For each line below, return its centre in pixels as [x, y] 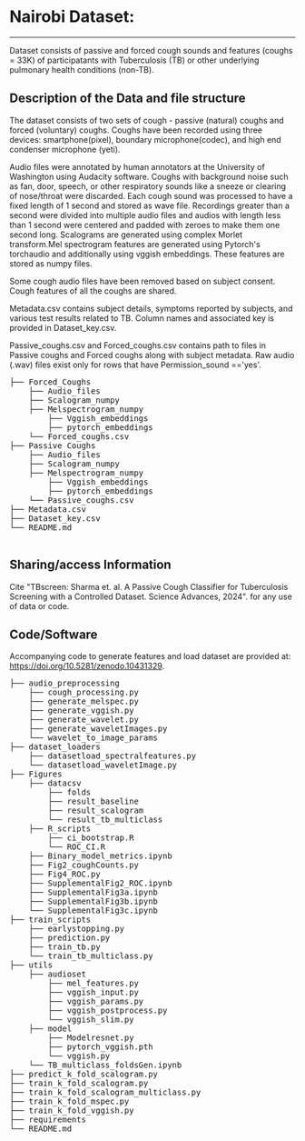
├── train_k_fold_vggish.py [72, 1111]
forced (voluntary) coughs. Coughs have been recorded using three [136, 130]
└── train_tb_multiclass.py [91, 956]
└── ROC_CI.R [77, 847]
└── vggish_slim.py [91, 1020]
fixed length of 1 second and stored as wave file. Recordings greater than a [150, 205]
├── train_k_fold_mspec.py [69, 1101]
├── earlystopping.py [77, 929]
